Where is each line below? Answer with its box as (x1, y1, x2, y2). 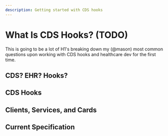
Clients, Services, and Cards (5, 106, 97, 114)
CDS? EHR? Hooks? (5, 71, 68, 80)
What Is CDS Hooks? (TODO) (5, 29, 128, 40)
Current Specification (5, 123, 75, 131)
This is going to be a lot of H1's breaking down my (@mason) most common (5, 46, 163, 52)
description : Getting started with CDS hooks (5, 7, 103, 13)
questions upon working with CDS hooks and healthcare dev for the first (5, 51, 156, 57)
